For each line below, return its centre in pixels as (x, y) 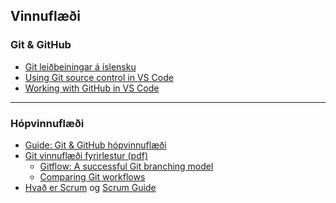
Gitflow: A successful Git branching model (126, 166)
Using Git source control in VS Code (99, 77)
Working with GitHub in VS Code (92, 88)
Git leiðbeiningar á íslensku (80, 66)
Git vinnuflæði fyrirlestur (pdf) (86, 155)
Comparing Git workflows (92, 176)
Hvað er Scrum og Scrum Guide (90, 187)
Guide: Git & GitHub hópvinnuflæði (95, 145)
